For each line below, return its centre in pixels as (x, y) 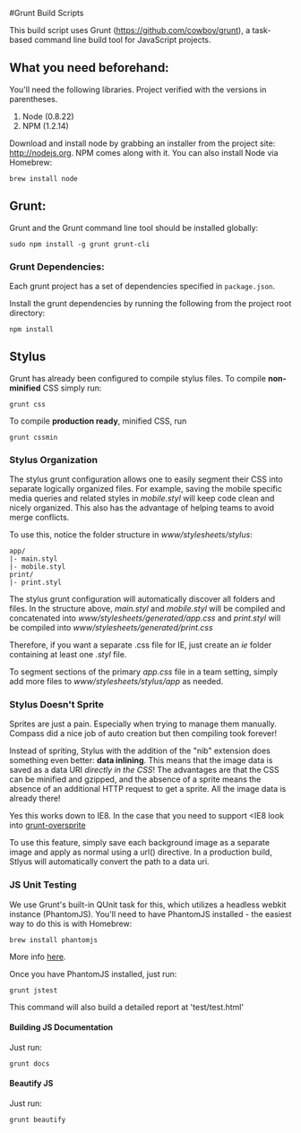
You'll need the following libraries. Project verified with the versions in (138, 90)
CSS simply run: (72, 388)
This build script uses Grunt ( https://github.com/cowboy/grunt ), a (130, 30)
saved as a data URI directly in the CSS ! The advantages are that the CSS (144, 770)
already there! (35, 798)
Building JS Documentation (61, 1027)
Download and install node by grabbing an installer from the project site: (142, 143)
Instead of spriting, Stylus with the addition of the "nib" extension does (140, 751)
